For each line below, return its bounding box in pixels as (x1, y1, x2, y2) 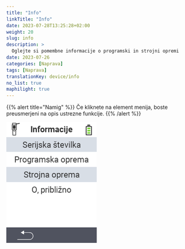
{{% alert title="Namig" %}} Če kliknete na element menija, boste (6, 103, 168, 111)
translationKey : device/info (6, 73, 80, 80)
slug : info (6, 35, 34, 42)
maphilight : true (6, 86, 50, 92)
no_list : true (6, 80, 42, 86)
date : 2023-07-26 (6, 54, 50, 60)
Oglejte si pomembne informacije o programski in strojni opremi (11, 48, 180, 54)
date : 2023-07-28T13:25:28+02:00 (6, 22, 90, 28)
